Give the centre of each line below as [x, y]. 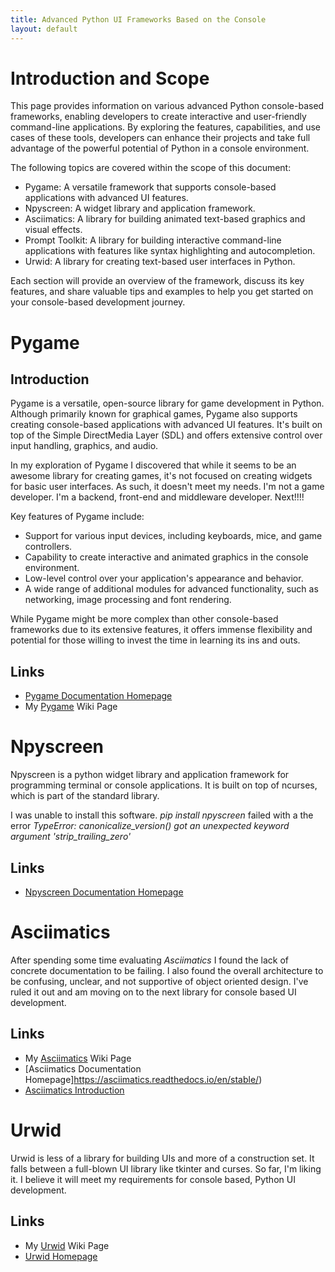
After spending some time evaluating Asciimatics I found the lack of [149, 960]
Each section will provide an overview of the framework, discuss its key [157, 281]
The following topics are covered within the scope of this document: [151, 168]
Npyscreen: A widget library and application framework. [140, 208]
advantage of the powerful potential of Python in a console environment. [160, 148]
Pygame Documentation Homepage [98, 696]
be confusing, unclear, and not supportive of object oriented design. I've [159, 981]
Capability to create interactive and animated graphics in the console [166, 557]
